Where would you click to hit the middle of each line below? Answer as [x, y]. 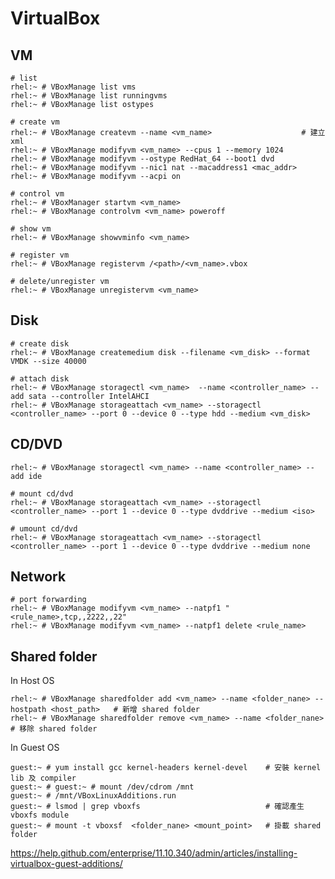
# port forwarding [48, 600]
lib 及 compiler [43, 778]
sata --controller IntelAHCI [89, 396]
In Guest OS [35, 748]
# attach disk [40, 378]
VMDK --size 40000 [48, 361]
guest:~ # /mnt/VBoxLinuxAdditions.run [93, 796]
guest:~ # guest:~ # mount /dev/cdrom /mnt [102, 787]
